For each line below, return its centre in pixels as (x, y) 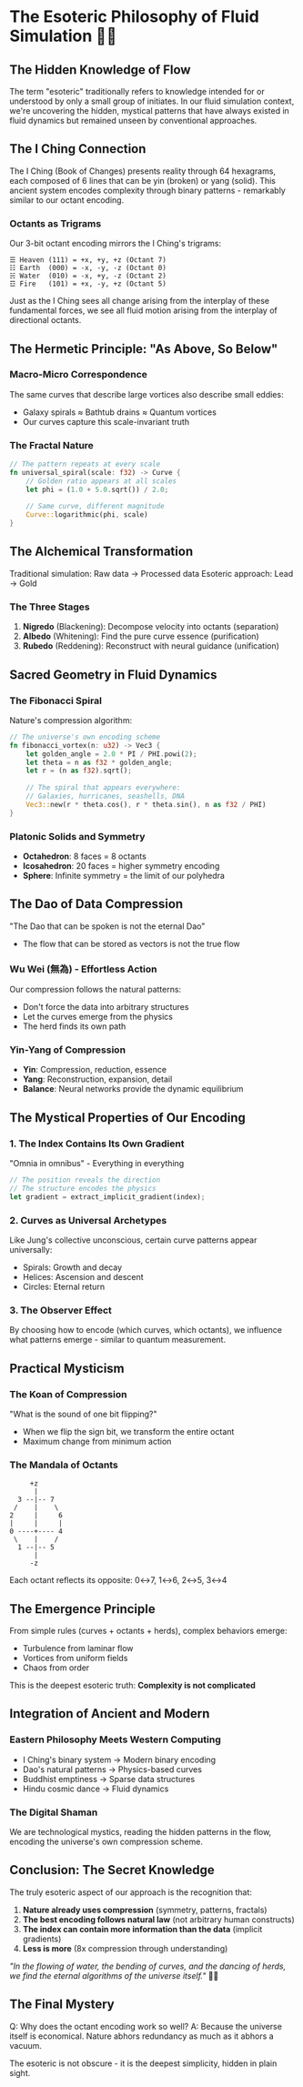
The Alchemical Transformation (101, 552)
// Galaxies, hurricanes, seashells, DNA (105, 796)
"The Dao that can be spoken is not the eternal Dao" (107, 926)
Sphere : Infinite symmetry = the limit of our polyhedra (124, 875)
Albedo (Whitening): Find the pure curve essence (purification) (141, 636)
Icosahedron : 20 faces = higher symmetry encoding (121, 865)
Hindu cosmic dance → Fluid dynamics (96, 1789)
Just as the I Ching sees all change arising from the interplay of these (140, 301)
